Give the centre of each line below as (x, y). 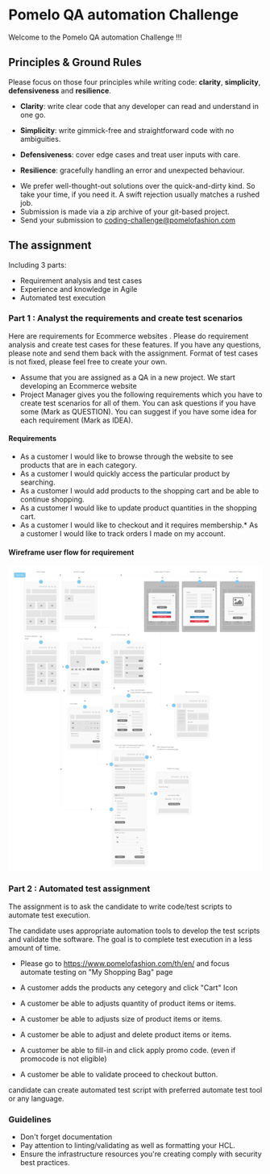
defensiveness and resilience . (60, 90)
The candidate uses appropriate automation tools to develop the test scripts (134, 930)
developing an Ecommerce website (78, 385)
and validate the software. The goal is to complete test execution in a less (130, 939)
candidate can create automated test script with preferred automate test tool (135, 1089)
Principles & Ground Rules (75, 62)
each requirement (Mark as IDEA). (77, 420)
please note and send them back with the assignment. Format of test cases (133, 353)
